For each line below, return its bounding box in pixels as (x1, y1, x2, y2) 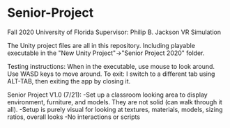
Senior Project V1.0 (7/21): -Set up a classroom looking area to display (7, 90, 208, 99)
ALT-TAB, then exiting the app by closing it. (7, 77, 131, 85)
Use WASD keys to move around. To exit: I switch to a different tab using (7, 70, 215, 78)
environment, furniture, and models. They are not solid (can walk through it (7, 97, 222, 106)
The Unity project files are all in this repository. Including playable (7, 41, 195, 49)
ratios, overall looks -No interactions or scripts (7, 113, 141, 121)
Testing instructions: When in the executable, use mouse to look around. (7, 62, 215, 70)
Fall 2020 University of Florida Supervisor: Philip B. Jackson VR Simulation (7, 28, 222, 36)
